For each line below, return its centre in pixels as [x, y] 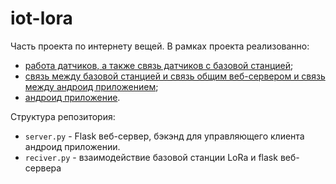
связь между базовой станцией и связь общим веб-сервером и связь [175, 76]
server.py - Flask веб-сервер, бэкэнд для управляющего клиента [164, 136]
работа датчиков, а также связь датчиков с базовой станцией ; [159, 65]
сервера [43, 168]
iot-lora [41, 18]
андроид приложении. [72, 146]
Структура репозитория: [63, 116]
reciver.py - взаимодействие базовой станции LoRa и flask [151, 157]
